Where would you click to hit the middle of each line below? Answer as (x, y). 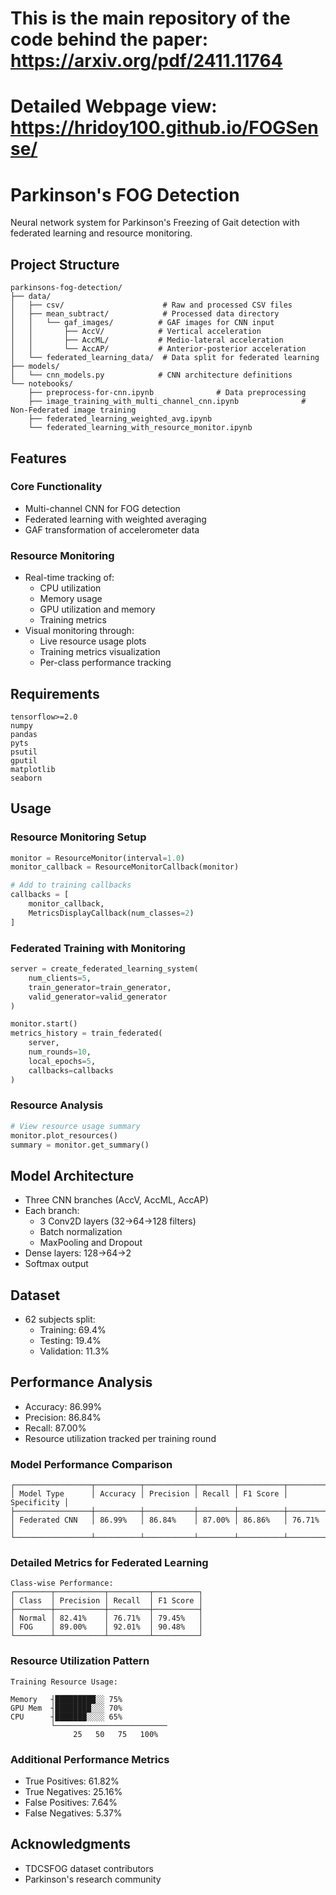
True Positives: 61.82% (72, 1781)
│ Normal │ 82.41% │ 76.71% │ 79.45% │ (106, 1618)
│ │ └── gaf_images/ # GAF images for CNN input (142, 323)
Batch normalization (81, 1232)
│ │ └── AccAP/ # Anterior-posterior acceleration (158, 349)
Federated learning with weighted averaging (115, 519)
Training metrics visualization (100, 652)
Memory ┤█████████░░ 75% (66, 1699)
